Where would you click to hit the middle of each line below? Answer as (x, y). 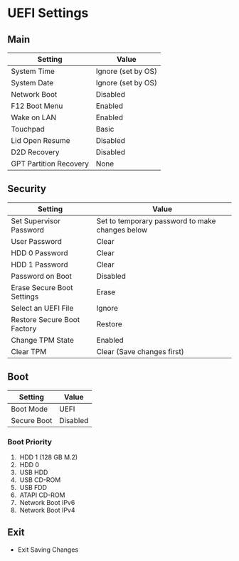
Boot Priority (30, 442)
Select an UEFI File (42, 308)
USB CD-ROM (40, 480)
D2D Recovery (35, 152)
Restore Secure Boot (46, 319)
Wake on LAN (34, 117)
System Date (32, 83)
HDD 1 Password (39, 265)
